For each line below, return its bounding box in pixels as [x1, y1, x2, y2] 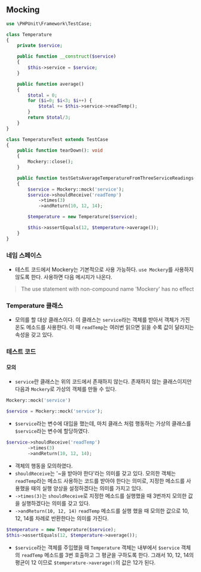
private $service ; [17, 43, 63, 49]
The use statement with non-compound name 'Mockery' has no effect [20, 285, 194, 293]
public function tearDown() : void [17, 147, 103, 153]
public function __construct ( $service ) [17, 53, 117, 59]
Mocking [6, 5, 40, 15]
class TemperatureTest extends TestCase [6, 136, 109, 143]
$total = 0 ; [28, 92, 58, 98]
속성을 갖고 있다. [14, 331, 54, 338]
